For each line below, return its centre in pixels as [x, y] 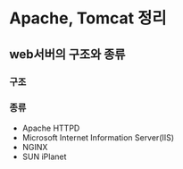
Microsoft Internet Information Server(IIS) [98, 137]
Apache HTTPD [51, 128]
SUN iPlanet [44, 156]
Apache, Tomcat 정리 [88, 18]
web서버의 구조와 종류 [67, 54]
